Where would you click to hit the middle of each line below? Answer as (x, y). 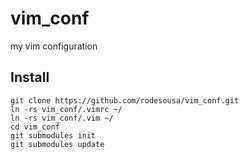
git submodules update (57, 144)
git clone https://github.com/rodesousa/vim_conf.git (125, 100)
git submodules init (53, 135)
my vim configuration (54, 46)
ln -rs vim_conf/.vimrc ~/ (66, 109)
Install (30, 77)
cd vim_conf (35, 127)
